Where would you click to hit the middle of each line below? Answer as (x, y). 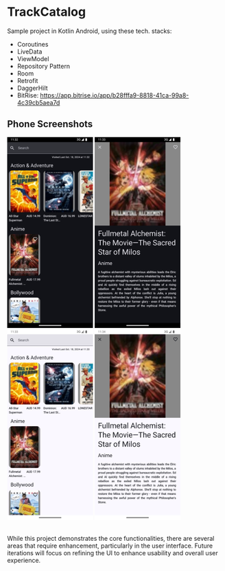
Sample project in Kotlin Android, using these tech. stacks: (90, 31)
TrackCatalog (47, 12)
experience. (24, 561)
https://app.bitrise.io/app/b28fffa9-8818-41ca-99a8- (115, 95)
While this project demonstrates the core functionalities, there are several (111, 539)
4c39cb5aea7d (38, 102)
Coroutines (33, 44)
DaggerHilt (32, 88)
